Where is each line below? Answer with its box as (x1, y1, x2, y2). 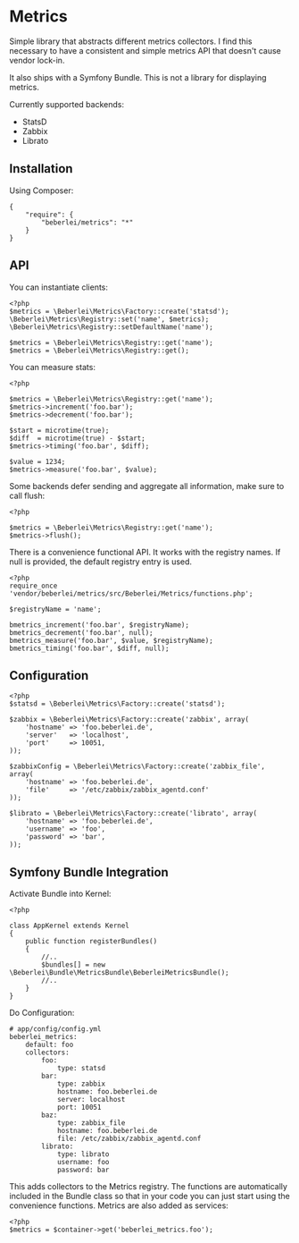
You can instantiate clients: (9, 282, 109, 292)
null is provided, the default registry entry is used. (9, 556, 193, 567)
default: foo (25, 1040, 74, 1050)
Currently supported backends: (9, 98, 125, 109)
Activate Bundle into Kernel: (9, 888, 112, 900)
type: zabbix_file (56, 1119, 126, 1128)
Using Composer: (9, 185, 74, 196)
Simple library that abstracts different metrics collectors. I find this (9, 36, 253, 47)
